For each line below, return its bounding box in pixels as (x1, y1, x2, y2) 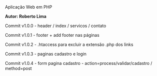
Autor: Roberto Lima (5, 14, 47, 19)
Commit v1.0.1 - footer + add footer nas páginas (5, 32, 100, 38)
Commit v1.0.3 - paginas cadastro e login (5, 51, 87, 57)
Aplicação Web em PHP (5, 4, 52, 10)
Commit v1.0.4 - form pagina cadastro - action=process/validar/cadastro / (5, 61, 153, 66)
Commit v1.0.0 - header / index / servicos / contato (5, 23, 106, 29)
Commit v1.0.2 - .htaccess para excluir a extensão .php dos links (5, 42, 134, 47)
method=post (5, 65, 32, 71)
